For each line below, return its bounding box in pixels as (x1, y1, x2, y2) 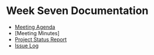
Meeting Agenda (14, 23, 55, 30)
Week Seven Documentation (6, 4, 149, 18)
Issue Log (14, 42, 39, 49)
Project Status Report (14, 36, 67, 43)
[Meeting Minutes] (14, 29, 60, 36)
